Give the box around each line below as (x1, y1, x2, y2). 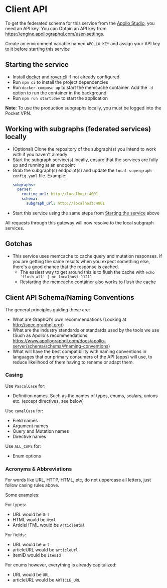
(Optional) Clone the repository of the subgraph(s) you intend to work (12, 146, 156, 152)
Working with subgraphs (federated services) (5, 125, 151, 134)
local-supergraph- (115, 168, 154, 173)
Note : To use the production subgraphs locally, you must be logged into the (5, 104, 161, 111)
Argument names (12, 423, 49, 429)
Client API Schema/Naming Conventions (5, 293, 134, 302)
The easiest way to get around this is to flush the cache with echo (20, 269, 155, 275)
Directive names (12, 433, 47, 439)
